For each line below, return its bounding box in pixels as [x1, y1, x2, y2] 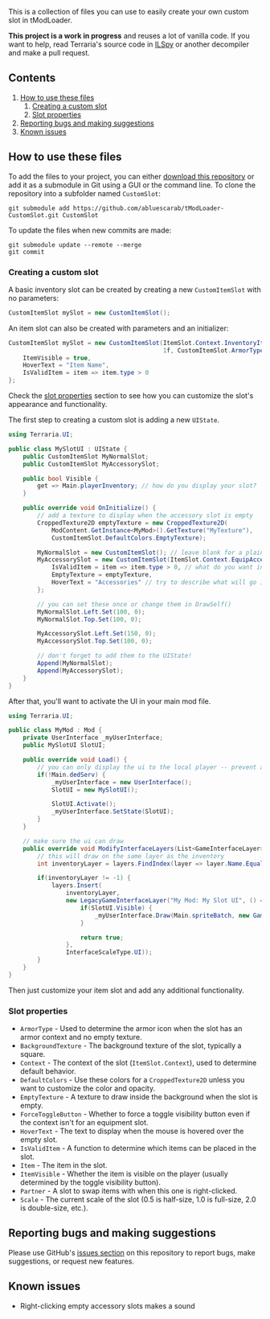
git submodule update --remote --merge [8, 240, 142, 249]
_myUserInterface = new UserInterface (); [51, 778, 193, 787]
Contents [8, 72, 56, 85]
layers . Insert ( [51, 881, 103, 890]
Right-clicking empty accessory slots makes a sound [19, 1301, 195, 1310]
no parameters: [8, 293, 59, 302]
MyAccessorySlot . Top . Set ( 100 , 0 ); [37, 637, 153, 646]
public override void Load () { [22, 756, 128, 764]
